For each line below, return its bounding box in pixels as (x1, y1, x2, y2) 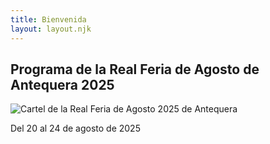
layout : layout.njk (10, 24, 92, 34)
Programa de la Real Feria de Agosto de (10, 61, 260, 78)
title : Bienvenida (10, 14, 87, 25)
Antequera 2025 (10, 76, 115, 93)
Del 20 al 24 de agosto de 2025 (10, 122, 141, 135)
